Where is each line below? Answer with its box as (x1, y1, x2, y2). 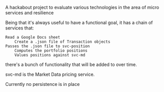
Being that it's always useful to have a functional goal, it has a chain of (5, 20, 153, 25)
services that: (5, 25, 34, 31)
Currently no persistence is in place (5, 81, 80, 87)
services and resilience (5, 10, 54, 16)
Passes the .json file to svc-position (5, 44, 90, 49)
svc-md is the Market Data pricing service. (5, 71, 95, 77)
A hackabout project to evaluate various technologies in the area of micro (5, 5, 159, 10)
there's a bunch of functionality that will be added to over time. (5, 62, 138, 68)
